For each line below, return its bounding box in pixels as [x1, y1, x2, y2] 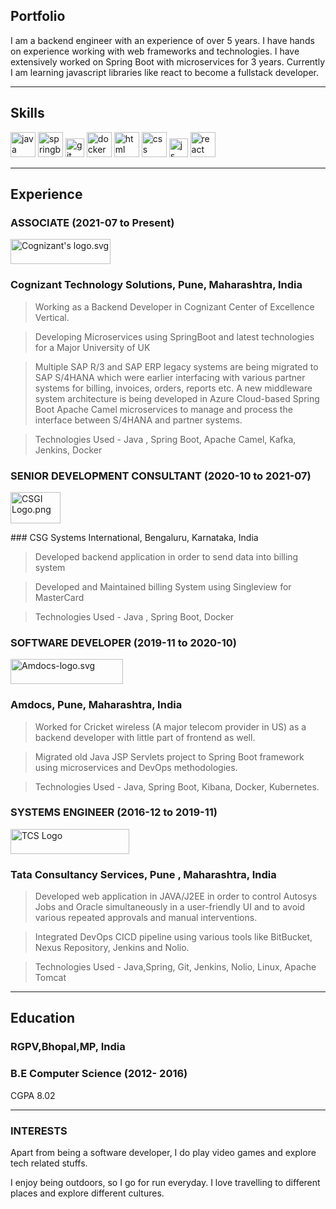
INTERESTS [10, 1124, 68, 1138]
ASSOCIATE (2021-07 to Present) [10, 215, 175, 229]
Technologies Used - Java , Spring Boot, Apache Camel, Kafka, [34, 433, 297, 445]
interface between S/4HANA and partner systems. [34, 414, 243, 426]
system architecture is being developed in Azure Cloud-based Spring [34, 392, 320, 404]
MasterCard [34, 591, 85, 603]
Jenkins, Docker [34, 444, 103, 456]
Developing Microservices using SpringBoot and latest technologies [34, 330, 315, 343]
